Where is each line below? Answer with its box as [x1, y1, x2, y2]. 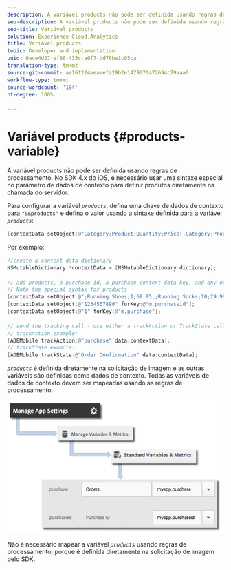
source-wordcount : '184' [7, 83, 78, 91]
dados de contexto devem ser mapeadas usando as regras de [7, 379, 183, 387]
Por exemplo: [7, 243, 45, 251]
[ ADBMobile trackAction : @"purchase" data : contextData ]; [7, 337, 170, 344]
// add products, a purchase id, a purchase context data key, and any [7, 279, 217, 286]
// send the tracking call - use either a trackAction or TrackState [7, 323, 211, 329]
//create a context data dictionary [7, 257, 112, 264]
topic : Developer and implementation [7, 48, 115, 54]
